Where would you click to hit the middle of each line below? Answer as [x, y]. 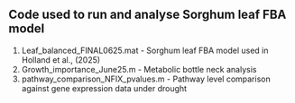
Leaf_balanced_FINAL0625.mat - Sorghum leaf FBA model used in [145, 50]
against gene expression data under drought [104, 88]
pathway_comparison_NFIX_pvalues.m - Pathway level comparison [146, 79]
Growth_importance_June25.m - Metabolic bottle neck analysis [139, 69]
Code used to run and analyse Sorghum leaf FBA [147, 15]
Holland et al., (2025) [61, 60]
